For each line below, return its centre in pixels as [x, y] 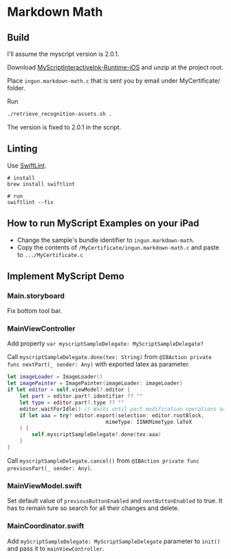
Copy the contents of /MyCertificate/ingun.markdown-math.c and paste [118, 247]
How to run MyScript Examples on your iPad [103, 224]
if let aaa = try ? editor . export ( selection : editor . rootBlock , [112, 415]
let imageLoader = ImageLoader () [55, 377]
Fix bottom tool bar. [35, 311]
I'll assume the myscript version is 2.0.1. [63, 54]
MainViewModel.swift [45, 485]
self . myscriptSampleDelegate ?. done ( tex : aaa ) [97, 435]
